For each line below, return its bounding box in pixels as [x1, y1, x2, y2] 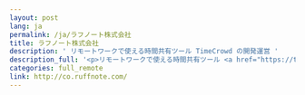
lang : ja [9, 22, 43, 31]
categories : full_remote [9, 64, 103, 73]
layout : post [9, 13, 59, 23]
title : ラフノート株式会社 [9, 38, 100, 48]
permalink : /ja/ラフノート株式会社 [9, 30, 132, 39]
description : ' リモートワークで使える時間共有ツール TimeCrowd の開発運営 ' [9, 47, 279, 56]
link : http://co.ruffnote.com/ [9, 72, 128, 81]
